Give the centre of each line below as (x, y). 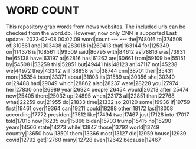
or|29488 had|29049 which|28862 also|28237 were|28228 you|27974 (92, 83)
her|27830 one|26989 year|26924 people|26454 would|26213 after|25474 (97, 89)
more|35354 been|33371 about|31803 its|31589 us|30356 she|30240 (91, 77)
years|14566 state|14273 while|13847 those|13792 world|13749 (83, 127)
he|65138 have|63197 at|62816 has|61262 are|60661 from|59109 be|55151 (96, 58)
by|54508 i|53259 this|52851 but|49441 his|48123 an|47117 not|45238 (92, 64)
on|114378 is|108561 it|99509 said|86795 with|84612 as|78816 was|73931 (96, 51)
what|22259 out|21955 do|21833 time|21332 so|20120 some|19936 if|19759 (98, 102)
